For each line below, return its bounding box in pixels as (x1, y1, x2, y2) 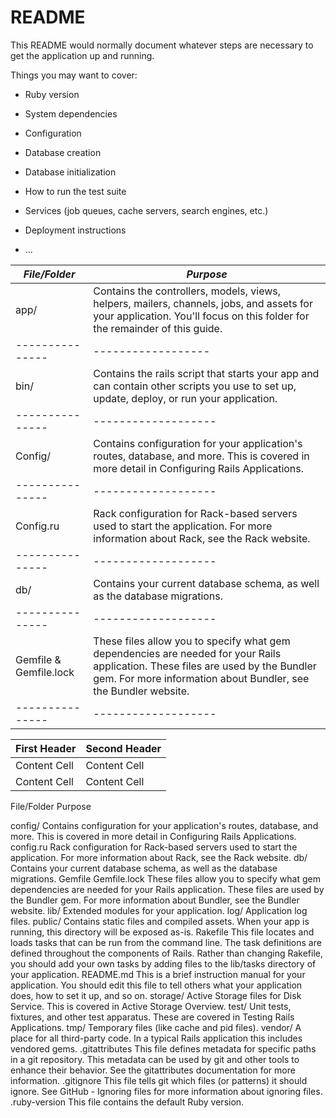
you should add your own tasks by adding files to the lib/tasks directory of (10, 957, 317, 970)
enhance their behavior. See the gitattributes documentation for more (10, 1064, 296, 1076)
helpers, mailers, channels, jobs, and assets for (93, 296, 313, 310)
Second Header (85, 741, 162, 755)
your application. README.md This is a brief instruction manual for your (10, 968, 306, 980)
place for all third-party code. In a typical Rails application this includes (10, 1032, 303, 1044)
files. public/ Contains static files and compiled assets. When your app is (10, 915, 310, 927)
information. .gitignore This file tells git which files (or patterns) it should (10, 1074, 308, 1086)
